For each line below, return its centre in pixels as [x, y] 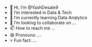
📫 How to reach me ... [32, 28]
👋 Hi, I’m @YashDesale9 [34, 7]
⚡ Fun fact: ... [23, 40]
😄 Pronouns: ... [25, 35]
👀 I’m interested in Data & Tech [41, 12]
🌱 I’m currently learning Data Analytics [48, 18]
